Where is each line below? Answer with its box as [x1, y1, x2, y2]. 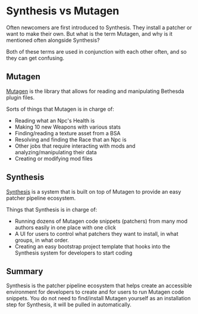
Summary [6, 266, 43, 276]
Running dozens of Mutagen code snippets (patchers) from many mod [14, 217, 188, 225]
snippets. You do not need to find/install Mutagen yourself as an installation [6, 295, 191, 302]
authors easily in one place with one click [14, 223, 117, 231]
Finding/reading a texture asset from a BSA [14, 129, 121, 136]
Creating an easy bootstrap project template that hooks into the [14, 243, 171, 250]
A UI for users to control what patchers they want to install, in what [14, 230, 178, 237]
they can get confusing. [6, 54, 64, 61]
